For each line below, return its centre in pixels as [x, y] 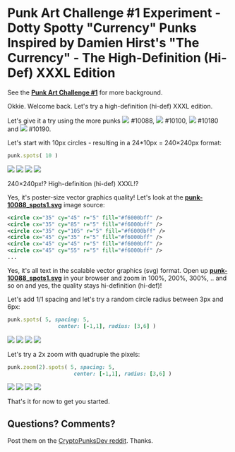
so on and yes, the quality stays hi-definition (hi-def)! [85, 285]
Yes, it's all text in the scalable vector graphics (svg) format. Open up [108, 270]
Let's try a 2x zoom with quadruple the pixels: [74, 354]
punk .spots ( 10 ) [33, 155]
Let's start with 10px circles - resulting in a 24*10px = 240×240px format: [115, 142]
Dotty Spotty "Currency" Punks [102, 28]
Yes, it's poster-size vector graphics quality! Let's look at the [95, 197]
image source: [84, 204]
